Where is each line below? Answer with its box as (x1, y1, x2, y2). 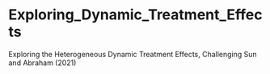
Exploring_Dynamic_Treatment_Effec (8, 6, 263, 24)
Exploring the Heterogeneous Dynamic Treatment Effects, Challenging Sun (8, 49, 257, 59)
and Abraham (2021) (8, 58, 77, 68)
